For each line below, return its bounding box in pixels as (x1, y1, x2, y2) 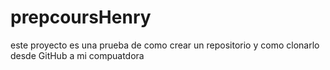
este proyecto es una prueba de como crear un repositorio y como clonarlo (10, 39, 320, 51)
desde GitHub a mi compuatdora (10, 49, 145, 61)
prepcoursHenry (10, 6, 152, 29)
